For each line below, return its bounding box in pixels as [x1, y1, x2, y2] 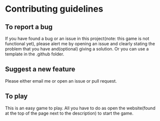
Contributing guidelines [5, 3, 103, 15]
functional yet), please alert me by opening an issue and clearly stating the [5, 41, 155, 47]
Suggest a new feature [5, 65, 76, 73]
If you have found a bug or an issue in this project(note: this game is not [5, 35, 150, 41]
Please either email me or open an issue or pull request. [5, 78, 117, 84]
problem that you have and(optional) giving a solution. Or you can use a [5, 46, 149, 52]
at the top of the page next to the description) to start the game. [5, 110, 134, 116]
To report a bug [5, 23, 53, 31]
